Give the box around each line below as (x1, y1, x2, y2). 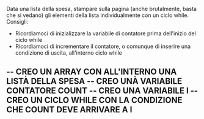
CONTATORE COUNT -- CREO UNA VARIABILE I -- (6, 86, 199, 96)
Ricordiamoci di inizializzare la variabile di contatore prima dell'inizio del (15, 30, 197, 37)
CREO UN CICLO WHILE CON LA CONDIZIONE (6, 95, 183, 106)
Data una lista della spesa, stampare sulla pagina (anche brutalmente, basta (6, 5, 197, 12)
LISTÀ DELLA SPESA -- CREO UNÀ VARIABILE (6, 76, 183, 87)
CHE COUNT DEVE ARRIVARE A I (6, 104, 133, 115)
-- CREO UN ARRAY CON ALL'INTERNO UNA (6, 67, 177, 77)
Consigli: (6, 18, 29, 25)
